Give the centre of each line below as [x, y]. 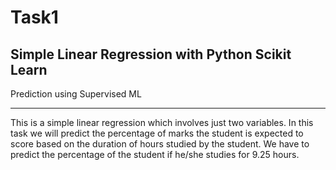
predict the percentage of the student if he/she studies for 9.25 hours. [155, 154]
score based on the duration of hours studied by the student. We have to [160, 144]
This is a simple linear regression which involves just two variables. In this [162, 122]
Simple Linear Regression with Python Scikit [151, 54]
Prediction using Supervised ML [76, 94]
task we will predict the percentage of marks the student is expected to [157, 133]
